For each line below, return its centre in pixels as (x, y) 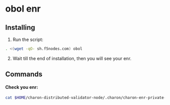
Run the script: (28, 39)
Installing (20, 28)
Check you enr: (22, 87)
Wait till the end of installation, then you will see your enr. (72, 58)
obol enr (23, 9)
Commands (24, 74)
